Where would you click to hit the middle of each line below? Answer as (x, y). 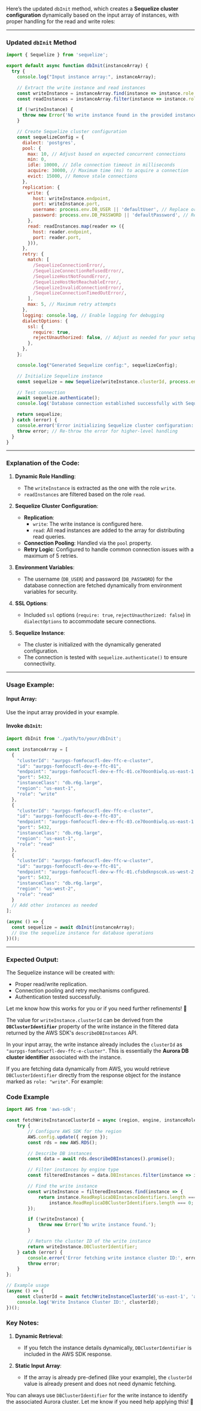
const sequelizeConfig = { (51, 137)
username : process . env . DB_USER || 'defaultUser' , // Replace (110, 210)
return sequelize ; (40, 415)
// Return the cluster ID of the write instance (89, 1241)
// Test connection (41, 392)
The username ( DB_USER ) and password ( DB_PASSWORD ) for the (98, 579)
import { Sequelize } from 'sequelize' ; (57, 55)
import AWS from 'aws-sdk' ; (41, 1110)
